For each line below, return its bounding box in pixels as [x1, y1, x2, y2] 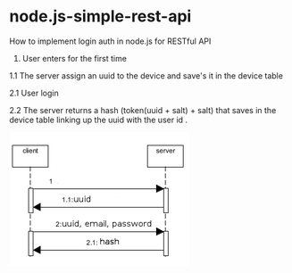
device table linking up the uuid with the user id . [9, 114, 188, 125]
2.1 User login [9, 87, 60, 98]
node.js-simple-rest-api [9, 6, 192, 27]
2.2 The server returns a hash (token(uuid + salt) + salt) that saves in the [9, 104, 277, 115]
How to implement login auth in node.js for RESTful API [9, 36, 212, 46]
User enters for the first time [21, 53, 128, 63]
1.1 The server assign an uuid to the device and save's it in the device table [9, 70, 284, 81]
